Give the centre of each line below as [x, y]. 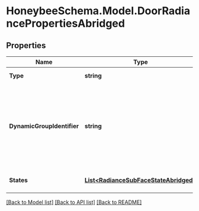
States [18, 180]
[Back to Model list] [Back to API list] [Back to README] [74, 202]
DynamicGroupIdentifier [44, 126]
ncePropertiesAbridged [66, 23]
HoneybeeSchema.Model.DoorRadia [98, 11]
